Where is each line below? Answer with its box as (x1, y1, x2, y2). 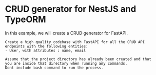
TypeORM (5, 14, 46, 25)
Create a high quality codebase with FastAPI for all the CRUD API (5, 39, 145, 45)
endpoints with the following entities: (5, 44, 89, 49)
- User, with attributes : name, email (5, 48, 86, 53)
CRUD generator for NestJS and (5, 3, 136, 15)
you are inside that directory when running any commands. (5, 61, 128, 66)
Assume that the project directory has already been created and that (5, 56, 152, 62)
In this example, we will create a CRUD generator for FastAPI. (5, 30, 128, 36)
